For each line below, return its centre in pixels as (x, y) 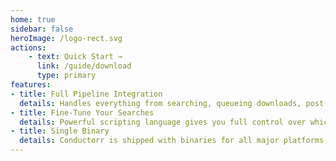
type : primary (66, 76)
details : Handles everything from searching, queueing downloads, (160, 103)
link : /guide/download (84, 66)
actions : (28, 47)
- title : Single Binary (60, 131)
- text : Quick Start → (75, 57)
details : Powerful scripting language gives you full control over (163, 122)
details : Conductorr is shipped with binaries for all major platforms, (174, 141)
